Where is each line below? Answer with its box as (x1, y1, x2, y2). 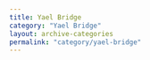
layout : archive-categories (9, 29, 114, 38)
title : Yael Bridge (9, 12, 82, 22)
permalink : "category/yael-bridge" (9, 37, 142, 47)
